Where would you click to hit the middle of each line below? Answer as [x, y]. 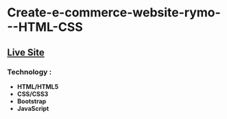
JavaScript [33, 108]
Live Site [26, 52]
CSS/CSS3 [33, 94]
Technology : [29, 72]
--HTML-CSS [45, 27]
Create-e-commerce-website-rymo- [114, 13]
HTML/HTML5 [38, 86]
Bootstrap [32, 101]
